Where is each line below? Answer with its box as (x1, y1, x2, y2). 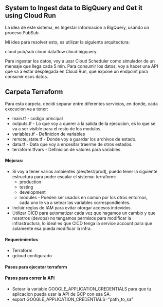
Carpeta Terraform (5, 88, 63, 96)
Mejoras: (5, 158, 23, 164)
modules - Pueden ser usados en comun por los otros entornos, (19, 194, 148, 200)
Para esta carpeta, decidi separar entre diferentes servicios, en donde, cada (5, 101, 158, 106)
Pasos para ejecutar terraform (5, 264, 67, 270)
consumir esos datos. (5, 73, 49, 80)
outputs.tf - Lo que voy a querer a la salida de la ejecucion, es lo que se (12, 121, 156, 126)
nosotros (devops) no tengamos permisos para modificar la (12, 215, 131, 221)
